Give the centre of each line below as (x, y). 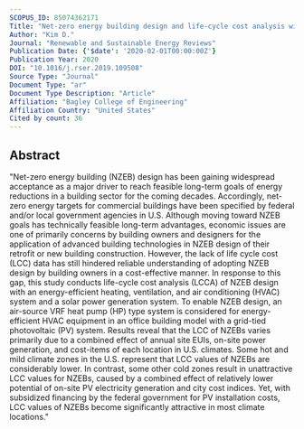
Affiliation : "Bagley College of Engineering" (99, 102)
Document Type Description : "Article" (82, 93)
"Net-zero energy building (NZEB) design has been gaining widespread (142, 176)
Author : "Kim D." (42, 34)
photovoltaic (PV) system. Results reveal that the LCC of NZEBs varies (140, 330)
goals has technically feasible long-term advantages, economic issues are (148, 224)
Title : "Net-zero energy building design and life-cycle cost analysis (147, 26)
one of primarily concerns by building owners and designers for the (135, 234)
